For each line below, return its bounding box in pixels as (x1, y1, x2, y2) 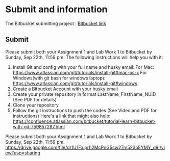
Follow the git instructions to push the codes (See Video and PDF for (12, 107, 157, 113)
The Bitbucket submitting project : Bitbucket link (5, 20, 106, 26)
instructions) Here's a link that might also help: (12, 113, 111, 119)
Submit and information (5, 4, 108, 15)
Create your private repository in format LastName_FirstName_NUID (12, 91, 156, 97)
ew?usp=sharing (5, 149, 41, 156)
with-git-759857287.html (12, 123, 65, 129)
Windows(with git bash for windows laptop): (12, 75, 106, 81)
